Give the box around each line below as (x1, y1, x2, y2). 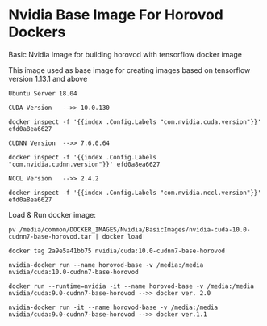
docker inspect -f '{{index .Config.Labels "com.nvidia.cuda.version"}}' (8, 117, 262, 126)
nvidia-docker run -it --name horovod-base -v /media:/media (8, 303, 219, 311)
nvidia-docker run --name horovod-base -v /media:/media (8, 260, 204, 269)
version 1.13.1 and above (8, 74, 88, 83)
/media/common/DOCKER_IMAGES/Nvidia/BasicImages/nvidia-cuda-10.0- (19, 225, 251, 234)
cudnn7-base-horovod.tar (8, 232, 92, 240)
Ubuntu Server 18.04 (8, 89, 78, 98)
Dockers (8, 23, 66, 41)
